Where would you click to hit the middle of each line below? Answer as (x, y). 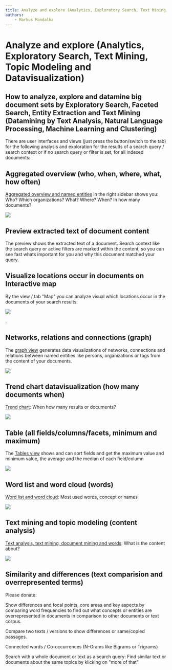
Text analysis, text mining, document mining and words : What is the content (85, 543)
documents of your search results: (41, 302)
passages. (16, 637)
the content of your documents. (39, 361)
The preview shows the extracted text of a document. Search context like (83, 243)
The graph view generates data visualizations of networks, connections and (85, 350)
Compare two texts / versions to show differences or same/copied (75, 631)
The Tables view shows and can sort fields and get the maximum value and (85, 454)
